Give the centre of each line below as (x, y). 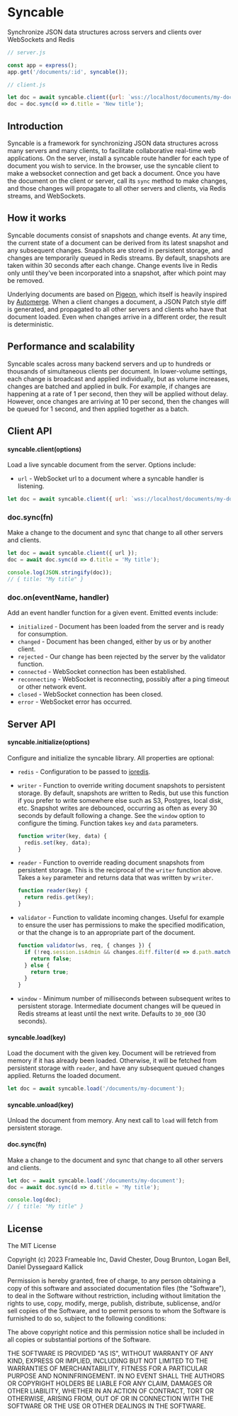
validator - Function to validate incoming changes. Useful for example (121, 918)
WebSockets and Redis (41, 39)
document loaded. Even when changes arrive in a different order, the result (117, 317)
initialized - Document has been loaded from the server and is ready (121, 626)
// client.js (27, 85)
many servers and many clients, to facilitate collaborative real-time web (112, 151)
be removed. (26, 280)
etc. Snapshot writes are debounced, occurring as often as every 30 (117, 808)
